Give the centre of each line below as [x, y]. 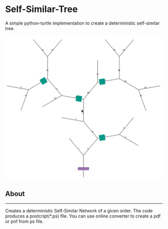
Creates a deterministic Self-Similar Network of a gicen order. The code [79, 210]
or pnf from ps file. [24, 221]
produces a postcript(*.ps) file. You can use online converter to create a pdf [83, 216]
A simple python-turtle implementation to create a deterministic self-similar [82, 23]
